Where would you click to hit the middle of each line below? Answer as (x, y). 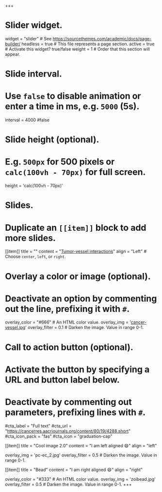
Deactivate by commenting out (68, 402)
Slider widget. (34, 25)
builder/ (13, 44)
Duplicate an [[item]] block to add (76, 228)
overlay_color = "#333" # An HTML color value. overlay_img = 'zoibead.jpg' (81, 479)
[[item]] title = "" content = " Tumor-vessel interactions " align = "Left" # (76, 252)
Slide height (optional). (52, 140)
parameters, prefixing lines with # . (75, 412)
